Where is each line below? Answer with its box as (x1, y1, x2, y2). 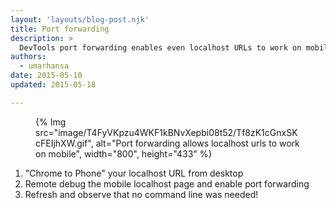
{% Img (35, 116, 67, 128)
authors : (10, 52, 47, 62)
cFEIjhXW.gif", (35, 137, 94, 149)
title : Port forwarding (10, 24, 110, 34)
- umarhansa (19, 61, 70, 71)
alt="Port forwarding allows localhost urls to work (95, 137, 300, 149)
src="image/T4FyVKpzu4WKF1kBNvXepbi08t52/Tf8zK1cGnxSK (35, 126, 298, 138)
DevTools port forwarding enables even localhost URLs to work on (19, 42, 302, 53)
